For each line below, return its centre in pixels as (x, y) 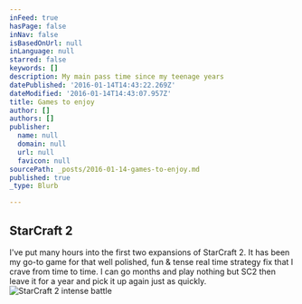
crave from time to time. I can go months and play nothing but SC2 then (142, 271)
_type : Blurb (34, 186)
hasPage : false (38, 26)
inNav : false (34, 34)
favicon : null (44, 161)
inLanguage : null (42, 52)
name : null (38, 136)
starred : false (38, 60)
